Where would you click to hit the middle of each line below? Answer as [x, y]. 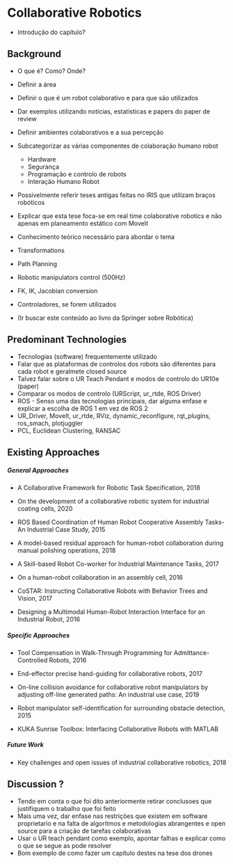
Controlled [32, 660]
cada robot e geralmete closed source [72, 371]
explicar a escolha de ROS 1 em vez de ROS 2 [82, 408]
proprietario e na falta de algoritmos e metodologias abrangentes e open [121, 823]
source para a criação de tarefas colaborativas [84, 831]
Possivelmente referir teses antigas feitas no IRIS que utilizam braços [116, 195]
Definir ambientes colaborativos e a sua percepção [90, 132]
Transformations [41, 250]
